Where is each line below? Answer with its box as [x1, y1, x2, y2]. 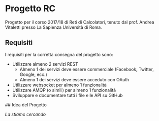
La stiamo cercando [5, 111, 46, 117]
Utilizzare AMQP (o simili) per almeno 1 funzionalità [12, 87, 116, 93]
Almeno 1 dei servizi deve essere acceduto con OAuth [19, 76, 129, 82]
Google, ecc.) [19, 72, 48, 77]
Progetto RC [5, 3, 56, 14]
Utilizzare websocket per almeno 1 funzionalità [12, 82, 107, 88]
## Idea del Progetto [5, 101, 47, 108]
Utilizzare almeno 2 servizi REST [12, 61, 78, 67]
